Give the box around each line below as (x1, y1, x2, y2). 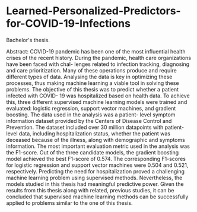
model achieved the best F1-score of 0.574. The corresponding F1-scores (6, 155, 186, 162)
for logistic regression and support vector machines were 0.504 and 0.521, (6, 162, 189, 169)
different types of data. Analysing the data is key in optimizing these (6, 73, 173, 80)
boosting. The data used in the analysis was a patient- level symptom (6, 111, 176, 118)
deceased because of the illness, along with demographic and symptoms (6, 136, 185, 143)
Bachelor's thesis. (6, 36, 50, 43)
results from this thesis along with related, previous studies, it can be (6, 186, 174, 194)
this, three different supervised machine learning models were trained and (6, 98, 188, 105)
